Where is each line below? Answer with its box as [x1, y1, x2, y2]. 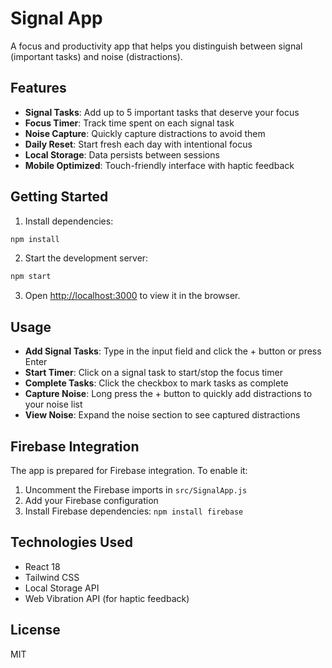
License [10, 622, 61, 639]
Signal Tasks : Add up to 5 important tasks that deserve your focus [24, 106, 300, 118]
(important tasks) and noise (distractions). [10, 50, 183, 62]
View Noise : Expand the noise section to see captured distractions [24, 409, 301, 421]
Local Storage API [24, 582, 100, 594]
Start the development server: [24, 252, 149, 264]
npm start [10, 272, 52, 282]
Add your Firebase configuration [24, 494, 159, 506]
